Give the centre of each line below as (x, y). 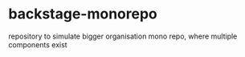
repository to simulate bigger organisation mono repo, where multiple (123, 36)
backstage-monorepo (83, 14)
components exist (38, 44)
